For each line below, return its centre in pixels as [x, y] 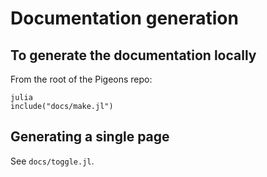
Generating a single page [90, 137]
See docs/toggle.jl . [52, 161]
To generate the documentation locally [133, 55]
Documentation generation [124, 18]
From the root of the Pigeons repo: [81, 79]
